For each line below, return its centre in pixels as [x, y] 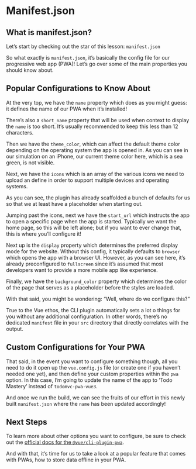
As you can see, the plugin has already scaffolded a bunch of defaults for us [98, 198]
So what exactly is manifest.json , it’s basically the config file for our [88, 58]
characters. [20, 132]
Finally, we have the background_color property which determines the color [97, 281]
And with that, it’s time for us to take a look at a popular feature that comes [96, 454]
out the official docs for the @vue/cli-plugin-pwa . [65, 442]
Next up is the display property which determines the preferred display [92, 245]
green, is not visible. [30, 163]
